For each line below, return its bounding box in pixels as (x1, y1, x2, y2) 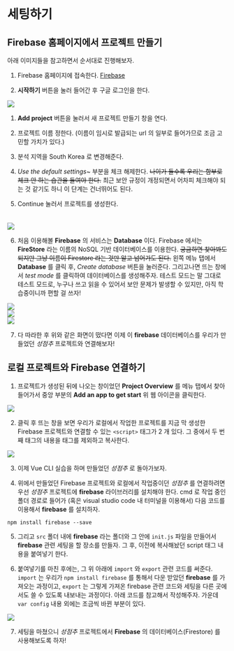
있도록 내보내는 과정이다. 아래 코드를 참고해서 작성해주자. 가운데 (45, 590, 219, 599)
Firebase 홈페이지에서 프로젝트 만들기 (7, 36, 163, 48)
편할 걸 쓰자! (47, 289, 82, 297)
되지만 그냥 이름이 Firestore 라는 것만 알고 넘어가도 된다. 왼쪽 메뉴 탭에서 (17, 254, 217, 262)
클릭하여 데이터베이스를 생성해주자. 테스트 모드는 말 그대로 (62, 271, 221, 280)
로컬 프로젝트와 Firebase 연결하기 (7, 362, 145, 374)
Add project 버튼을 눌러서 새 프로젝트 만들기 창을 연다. (17, 114, 168, 122)
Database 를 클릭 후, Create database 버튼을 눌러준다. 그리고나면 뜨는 (17, 263, 214, 271)
